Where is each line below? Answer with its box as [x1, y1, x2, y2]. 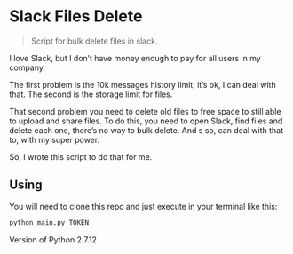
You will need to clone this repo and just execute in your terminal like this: [9, 201, 278, 211]
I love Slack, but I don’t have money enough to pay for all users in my [9, 52, 262, 63]
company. [9, 62, 46, 73]
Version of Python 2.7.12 [9, 234, 98, 245]
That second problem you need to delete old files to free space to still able [9, 106, 281, 116]
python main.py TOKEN [9, 218, 90, 227]
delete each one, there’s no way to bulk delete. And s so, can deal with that [9, 124, 284, 135]
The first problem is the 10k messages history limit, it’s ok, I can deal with [9, 79, 277, 90]
